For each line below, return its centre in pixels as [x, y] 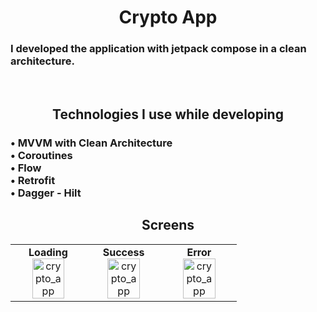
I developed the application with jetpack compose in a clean [158, 49]
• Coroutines [41, 155]
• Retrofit [33, 180]
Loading [48, 252]
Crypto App [168, 17]
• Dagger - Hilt [46, 193]
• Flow [26, 168]
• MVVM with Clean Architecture [91, 143]
